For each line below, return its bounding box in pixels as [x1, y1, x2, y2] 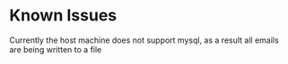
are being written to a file [9, 44, 102, 54]
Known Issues [9, 5, 118, 26]
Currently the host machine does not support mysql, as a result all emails [9, 35, 280, 45]
